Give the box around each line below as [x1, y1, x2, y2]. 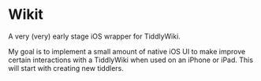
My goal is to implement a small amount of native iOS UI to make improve [8, 46, 246, 56]
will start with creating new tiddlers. [8, 63, 125, 72]
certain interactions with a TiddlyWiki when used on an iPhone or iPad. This [8, 55, 254, 64]
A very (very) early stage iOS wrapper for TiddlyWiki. [8, 31, 181, 41]
